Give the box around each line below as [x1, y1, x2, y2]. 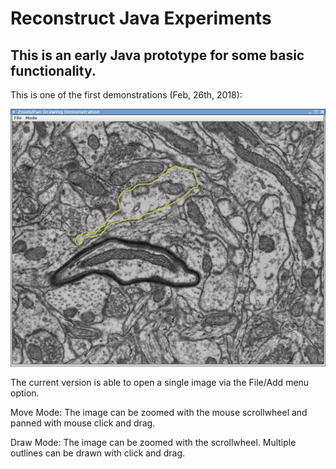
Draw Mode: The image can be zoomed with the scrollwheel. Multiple [10, 437, 297, 449]
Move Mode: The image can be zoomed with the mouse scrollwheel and [10, 407, 308, 419]
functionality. [10, 62, 97, 79]
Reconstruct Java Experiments [10, 7, 272, 30]
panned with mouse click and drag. [10, 417, 156, 429]
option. [10, 387, 40, 399]
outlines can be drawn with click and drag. [10, 447, 186, 459]
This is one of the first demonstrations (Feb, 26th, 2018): [10, 89, 243, 101]
